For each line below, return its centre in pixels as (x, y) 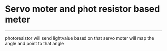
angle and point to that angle (35, 43)
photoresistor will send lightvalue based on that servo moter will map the (80, 38)
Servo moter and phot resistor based (83, 9)
